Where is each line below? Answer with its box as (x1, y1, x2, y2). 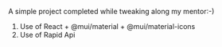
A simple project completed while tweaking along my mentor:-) (8, 7, 215, 16)
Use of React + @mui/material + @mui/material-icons (19, 22, 196, 31)
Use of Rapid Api (19, 31, 76, 39)
